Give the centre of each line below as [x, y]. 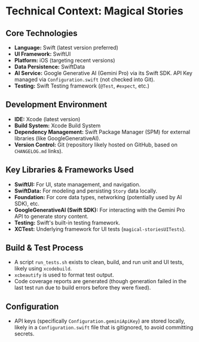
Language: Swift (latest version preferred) [66, 47]
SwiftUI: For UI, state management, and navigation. [77, 184]
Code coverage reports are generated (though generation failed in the [100, 281]
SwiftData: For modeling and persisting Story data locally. [86, 191]
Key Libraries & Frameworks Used [70, 170]
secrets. [24, 334]
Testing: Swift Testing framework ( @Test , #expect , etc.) [82, 86]
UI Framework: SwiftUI [42, 54]
